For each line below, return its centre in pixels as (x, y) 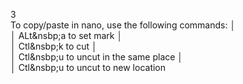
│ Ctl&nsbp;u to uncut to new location (88, 67)
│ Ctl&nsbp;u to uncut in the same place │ (97, 57)
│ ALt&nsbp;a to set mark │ (66, 35)
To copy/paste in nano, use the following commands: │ (123, 25)
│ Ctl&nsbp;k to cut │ (54, 46)
